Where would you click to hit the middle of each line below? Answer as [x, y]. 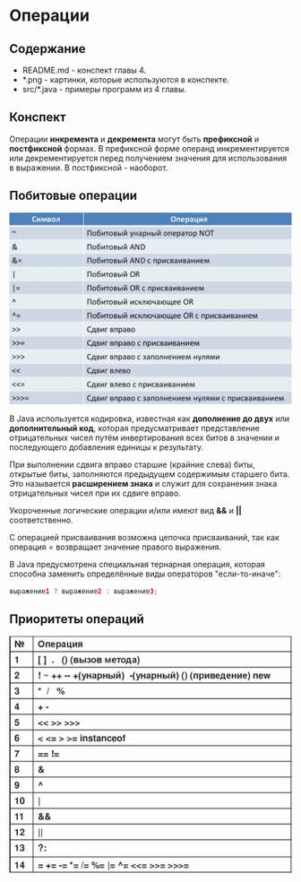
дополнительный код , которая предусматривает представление [134, 428]
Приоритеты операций [77, 619]
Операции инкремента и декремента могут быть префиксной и [134, 139]
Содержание [48, 49]
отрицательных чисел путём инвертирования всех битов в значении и [145, 438]
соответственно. [41, 520]
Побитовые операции [73, 196]
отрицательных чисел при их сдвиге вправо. [95, 493]
